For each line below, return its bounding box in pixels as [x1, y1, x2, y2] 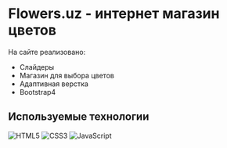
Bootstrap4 [19, 87, 56, 96]
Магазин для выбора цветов [19, 70, 115, 80]
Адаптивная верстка [19, 79, 88, 88]
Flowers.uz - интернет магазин [8, 5, 220, 23]
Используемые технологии [8, 110, 150, 124]
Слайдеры [19, 62, 55, 71]
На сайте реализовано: [8, 47, 86, 56]
